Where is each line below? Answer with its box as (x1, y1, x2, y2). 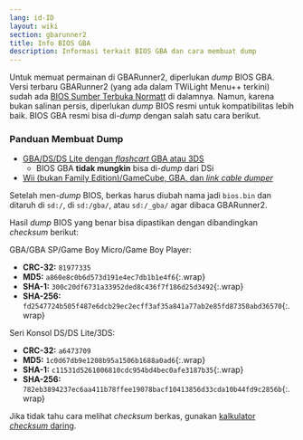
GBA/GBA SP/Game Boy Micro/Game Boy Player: (9, 244, 192, 255)
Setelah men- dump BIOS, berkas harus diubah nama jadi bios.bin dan (9, 190, 272, 201)
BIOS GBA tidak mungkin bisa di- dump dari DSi (35, 163, 214, 174)
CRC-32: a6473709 (22, 345, 91, 356)
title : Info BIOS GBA (9, 38, 91, 48)
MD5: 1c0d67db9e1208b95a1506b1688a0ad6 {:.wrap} (22, 355, 206, 366)
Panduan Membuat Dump (9, 133, 124, 146)
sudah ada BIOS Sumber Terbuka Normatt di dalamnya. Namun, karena (9, 91, 274, 102)
